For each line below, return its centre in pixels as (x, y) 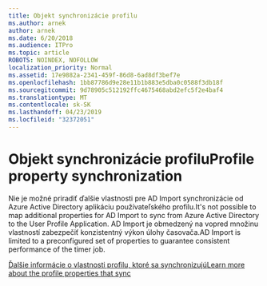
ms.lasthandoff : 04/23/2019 (55, 113)
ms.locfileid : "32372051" (51, 120)
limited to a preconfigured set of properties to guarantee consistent (119, 240)
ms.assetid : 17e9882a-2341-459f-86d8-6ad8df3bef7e (94, 75)
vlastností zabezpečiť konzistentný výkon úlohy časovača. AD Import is (125, 232)
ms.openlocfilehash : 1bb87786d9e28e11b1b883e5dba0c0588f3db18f (116, 82)
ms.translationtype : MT (48, 97)
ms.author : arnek (37, 23)
